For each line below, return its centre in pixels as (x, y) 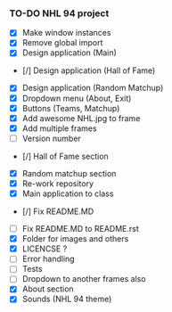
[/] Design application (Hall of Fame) (89, 70)
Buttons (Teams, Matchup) (71, 108)
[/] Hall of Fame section (65, 156)
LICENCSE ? (45, 249)
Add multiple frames (59, 128)
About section (48, 289)
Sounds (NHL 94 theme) (67, 299)
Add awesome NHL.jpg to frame (81, 118)
